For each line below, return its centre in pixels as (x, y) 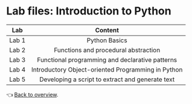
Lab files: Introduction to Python (89, 11)
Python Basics (107, 40)
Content (107, 30)
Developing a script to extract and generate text (107, 79)
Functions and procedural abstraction (107, 50)
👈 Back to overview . (32, 94)
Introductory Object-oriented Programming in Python (107, 69)
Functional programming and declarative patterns (107, 60)
